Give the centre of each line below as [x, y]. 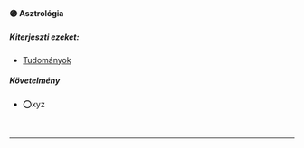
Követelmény [35, 80]
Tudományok [47, 60]
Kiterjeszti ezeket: [44, 37]
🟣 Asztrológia [37, 13]
